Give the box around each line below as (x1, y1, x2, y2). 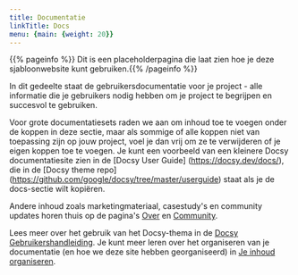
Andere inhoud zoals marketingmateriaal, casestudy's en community (9, 201, 262, 212)
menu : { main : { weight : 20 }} (9, 29, 115, 38)
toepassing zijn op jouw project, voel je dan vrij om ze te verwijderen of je (9, 136, 281, 147)
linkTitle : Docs (9, 21, 70, 30)
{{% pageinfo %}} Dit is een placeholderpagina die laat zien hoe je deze (9, 54, 275, 65)
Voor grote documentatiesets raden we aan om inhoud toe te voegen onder (9, 117, 287, 128)
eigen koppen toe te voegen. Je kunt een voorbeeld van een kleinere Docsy (9, 146, 289, 156)
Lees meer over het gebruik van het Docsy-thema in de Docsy (9, 228, 239, 238)
